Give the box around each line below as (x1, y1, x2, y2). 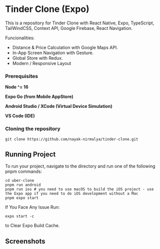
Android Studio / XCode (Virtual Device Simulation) (5, 103, 112, 109)
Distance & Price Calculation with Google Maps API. (12, 44, 118, 50)
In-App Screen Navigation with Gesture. (12, 50, 94, 56)
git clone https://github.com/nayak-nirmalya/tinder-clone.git (5, 137, 139, 142)
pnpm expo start (5, 195, 39, 201)
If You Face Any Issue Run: (5, 204, 60, 210)
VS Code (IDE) (5, 113, 35, 119)
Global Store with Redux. (12, 55, 63, 61)
